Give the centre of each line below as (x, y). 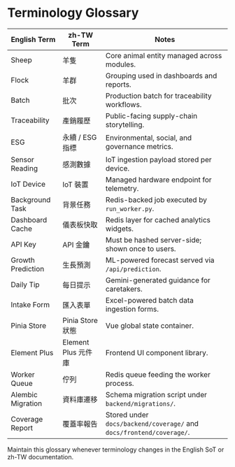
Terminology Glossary (73, 13)
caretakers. (124, 289)
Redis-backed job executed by (156, 199)
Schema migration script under (156, 394)
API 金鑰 (76, 245)
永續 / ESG (80, 137)
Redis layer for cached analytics (158, 220)
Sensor (23, 159)
